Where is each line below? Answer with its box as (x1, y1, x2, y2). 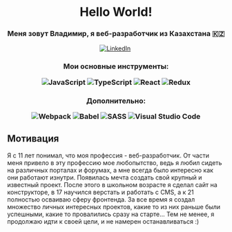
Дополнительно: (86, 96, 146, 106)
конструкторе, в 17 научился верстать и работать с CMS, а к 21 (7, 188, 195, 196)
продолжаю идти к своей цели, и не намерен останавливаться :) (7, 217, 200, 225)
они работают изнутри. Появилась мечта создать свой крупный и (7, 173, 202, 182)
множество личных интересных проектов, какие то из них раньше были (7, 202, 221, 211)
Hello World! (79, 4, 153, 20)
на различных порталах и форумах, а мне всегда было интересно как (7, 166, 214, 174)
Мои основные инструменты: (63, 61, 169, 71)
